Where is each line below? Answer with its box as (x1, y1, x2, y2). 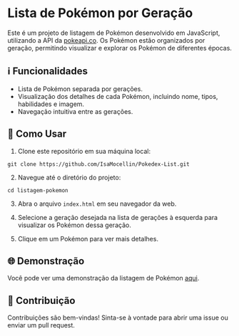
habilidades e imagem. (17, 100, 84, 108)
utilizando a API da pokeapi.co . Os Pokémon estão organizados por (7, 36, 205, 44)
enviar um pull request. (7, 321, 75, 330)
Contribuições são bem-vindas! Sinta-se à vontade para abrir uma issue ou (7, 313, 228, 322)
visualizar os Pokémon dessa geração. (17, 221, 132, 229)
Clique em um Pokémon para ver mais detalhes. (17, 234, 159, 243)
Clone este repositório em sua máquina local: (17, 147, 151, 155)
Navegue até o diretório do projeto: (17, 173, 121, 182)
